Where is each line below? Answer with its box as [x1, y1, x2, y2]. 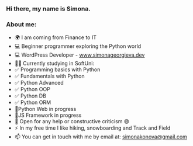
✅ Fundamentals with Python [14, 72, 85, 80]
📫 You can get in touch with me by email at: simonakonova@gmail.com [14, 133, 187, 140]
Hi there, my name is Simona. [6, 5, 91, 13]
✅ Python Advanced [14, 79, 64, 86]
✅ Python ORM [14, 99, 51, 106]
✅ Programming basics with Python [14, 66, 101, 73]
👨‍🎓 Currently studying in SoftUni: [14, 60, 95, 67]
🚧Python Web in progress [14, 106, 77, 113]
